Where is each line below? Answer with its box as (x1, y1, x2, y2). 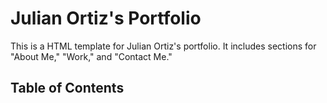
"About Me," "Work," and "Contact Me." (10, 50, 173, 62)
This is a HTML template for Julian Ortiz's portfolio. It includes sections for (10, 40, 317, 52)
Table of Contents (10, 80, 125, 97)
